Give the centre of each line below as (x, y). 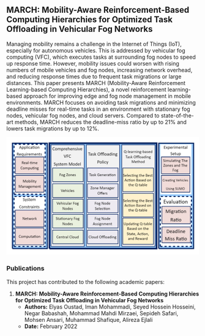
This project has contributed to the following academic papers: (86, 282)
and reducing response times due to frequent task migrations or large (94, 77)
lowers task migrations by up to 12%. (53, 129)
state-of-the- (177, 115)
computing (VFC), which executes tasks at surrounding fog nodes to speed (101, 57)
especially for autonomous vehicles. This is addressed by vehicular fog (96, 50)
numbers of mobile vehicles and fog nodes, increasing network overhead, (99, 70)
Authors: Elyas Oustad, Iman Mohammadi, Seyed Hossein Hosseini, (110, 307)
